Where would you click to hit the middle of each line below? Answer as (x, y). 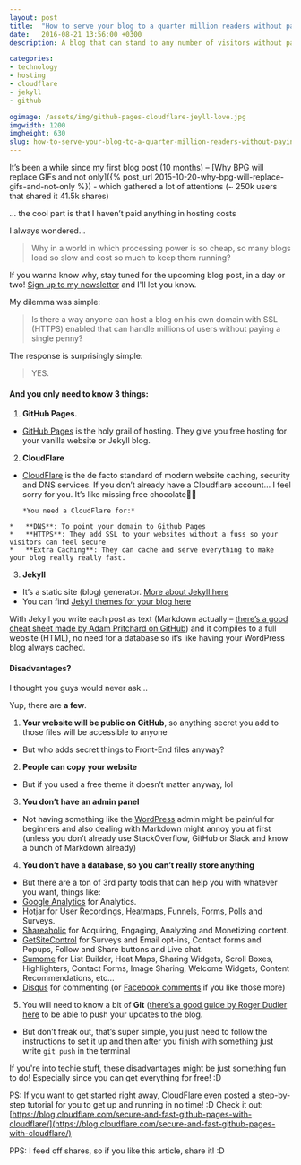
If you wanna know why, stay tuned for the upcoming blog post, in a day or (147, 275)
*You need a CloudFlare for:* (79, 511)
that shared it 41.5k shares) (59, 196)
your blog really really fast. (68, 558)
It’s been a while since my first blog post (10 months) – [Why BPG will (137, 167)
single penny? (57, 338)
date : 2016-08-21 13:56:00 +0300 (76, 34)
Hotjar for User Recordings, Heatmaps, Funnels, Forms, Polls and (142, 911)
